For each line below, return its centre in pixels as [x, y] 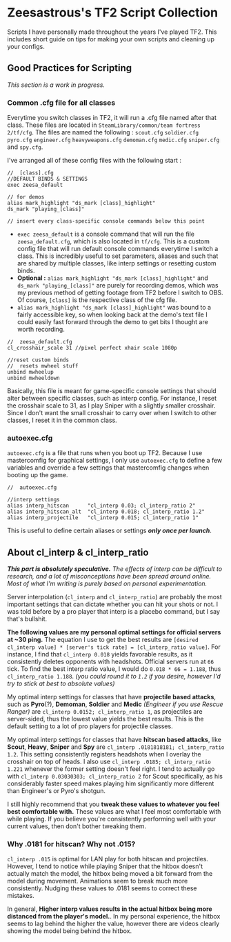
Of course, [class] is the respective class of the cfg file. [97, 300]
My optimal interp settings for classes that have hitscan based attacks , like [114, 740]
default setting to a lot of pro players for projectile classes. [90, 726]
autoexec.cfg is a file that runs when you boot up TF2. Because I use [105, 453]
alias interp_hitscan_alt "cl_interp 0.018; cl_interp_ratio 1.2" [106, 512]
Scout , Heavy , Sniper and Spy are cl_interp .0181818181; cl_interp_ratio [116, 747]
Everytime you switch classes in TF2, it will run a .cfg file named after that [112, 118]
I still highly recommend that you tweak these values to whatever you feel [113, 804]
